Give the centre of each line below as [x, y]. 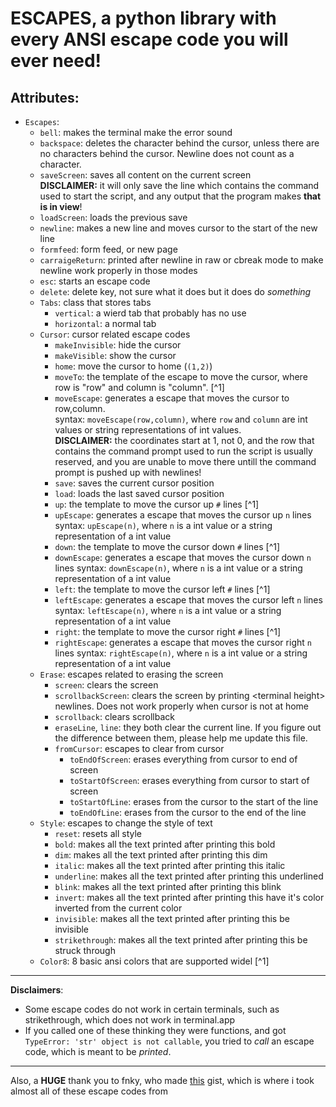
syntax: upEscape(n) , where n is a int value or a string [163, 525]
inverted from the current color [118, 908]
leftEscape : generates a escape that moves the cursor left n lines [188, 600]
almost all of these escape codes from [89, 1091]
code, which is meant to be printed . [98, 1051]
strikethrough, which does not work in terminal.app [130, 1020]
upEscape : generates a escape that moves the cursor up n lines [183, 515]
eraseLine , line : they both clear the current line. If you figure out [188, 727]
